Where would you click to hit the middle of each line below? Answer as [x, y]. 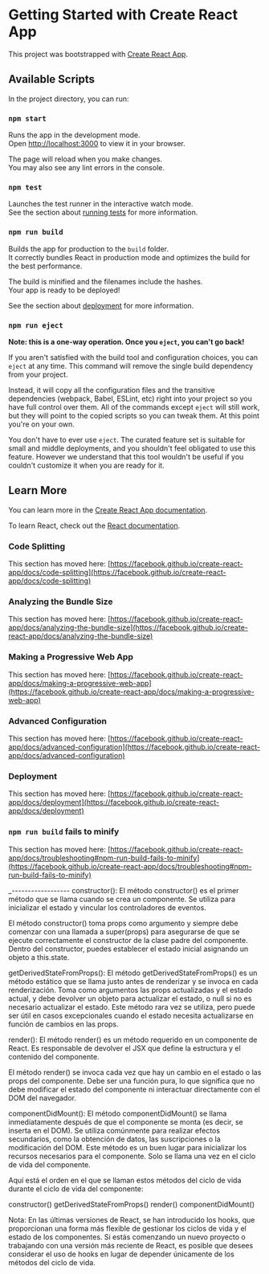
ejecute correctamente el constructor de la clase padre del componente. [128, 940]
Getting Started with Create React [123, 15]
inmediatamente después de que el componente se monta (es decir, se [126, 1121]
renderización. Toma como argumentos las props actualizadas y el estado [130, 990]
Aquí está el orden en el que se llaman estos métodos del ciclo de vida [125, 1180]
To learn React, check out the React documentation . [94, 525]
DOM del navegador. [42, 1097]
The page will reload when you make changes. [86, 159]
